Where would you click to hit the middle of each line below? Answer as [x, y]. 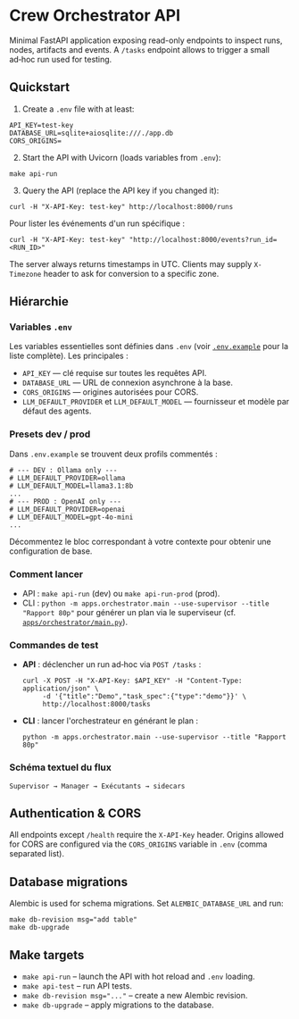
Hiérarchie [39, 301]
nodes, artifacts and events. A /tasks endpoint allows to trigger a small [140, 49]
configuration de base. [51, 551]
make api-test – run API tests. [77, 986]
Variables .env [41, 327]
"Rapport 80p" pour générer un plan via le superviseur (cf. [129, 613]
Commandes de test [54, 645]
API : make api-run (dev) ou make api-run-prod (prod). [121, 594]
